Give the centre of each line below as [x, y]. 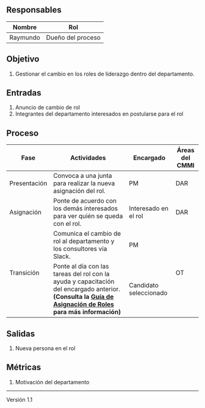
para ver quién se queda [88, 216]
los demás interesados [85, 208]
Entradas [24, 93]
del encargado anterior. [87, 289]
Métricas [24, 368]
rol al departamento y [84, 241]
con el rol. [67, 223]
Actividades [88, 158]
